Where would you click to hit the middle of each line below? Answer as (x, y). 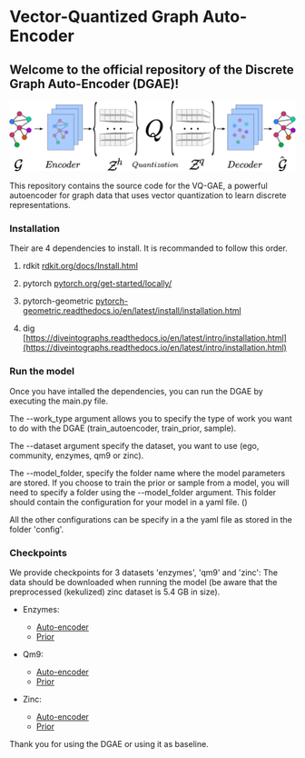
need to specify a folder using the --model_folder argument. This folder (143, 492)
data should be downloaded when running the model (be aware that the (143, 582)
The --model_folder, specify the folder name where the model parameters (148, 473)
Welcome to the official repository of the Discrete (152, 70)
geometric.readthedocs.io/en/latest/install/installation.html (132, 311)
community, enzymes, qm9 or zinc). (77, 455)
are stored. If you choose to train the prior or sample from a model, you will (150, 483)
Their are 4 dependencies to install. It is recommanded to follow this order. (148, 248)
